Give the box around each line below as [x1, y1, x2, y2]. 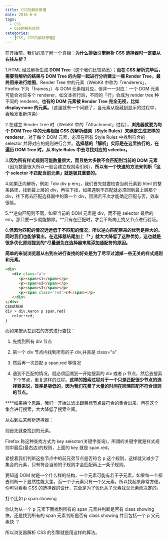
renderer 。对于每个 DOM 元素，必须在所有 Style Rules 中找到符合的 [5, 134, 145, 140]
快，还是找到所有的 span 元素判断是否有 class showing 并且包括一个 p [5, 512, 150, 518]
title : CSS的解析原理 [5, 7, 46, 13]
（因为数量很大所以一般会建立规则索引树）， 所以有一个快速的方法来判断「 [5, 163, 156, 169]
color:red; [11, 313, 35, 318]
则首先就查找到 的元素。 [5, 428, 53, 434]
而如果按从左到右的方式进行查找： [5, 328, 75, 334]
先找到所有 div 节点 [12, 338, 52, 344]
